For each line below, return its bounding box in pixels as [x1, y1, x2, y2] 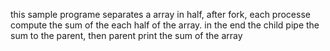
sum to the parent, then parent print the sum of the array [10, 30, 243, 41]
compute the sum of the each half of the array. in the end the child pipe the [10, 19, 320, 31]
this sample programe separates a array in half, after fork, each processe [10, 9, 311, 20]
